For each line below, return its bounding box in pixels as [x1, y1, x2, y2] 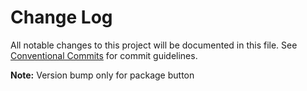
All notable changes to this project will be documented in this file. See [10, 39, 298, 51]
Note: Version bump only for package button [10, 69, 195, 81]
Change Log [10, 6, 113, 29]
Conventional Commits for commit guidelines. [10, 49, 198, 61]
